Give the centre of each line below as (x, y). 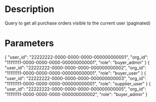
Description (29, 9)
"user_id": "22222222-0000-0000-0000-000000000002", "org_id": (75, 67)
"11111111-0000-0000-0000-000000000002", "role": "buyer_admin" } (76, 94)
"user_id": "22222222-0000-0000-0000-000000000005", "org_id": (75, 89)
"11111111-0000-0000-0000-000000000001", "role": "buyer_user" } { (75, 73)
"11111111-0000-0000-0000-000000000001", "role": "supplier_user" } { (78, 83)
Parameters (29, 43)
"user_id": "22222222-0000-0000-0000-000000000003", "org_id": (75, 78)
